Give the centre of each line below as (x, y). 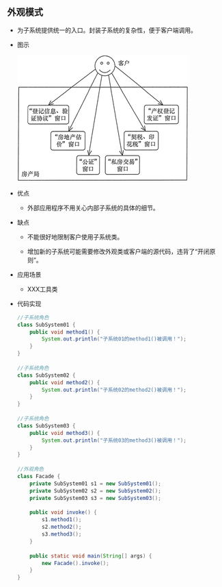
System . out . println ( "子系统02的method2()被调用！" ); (114, 390)
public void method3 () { (65, 433)
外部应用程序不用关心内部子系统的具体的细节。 (93, 208)
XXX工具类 (42, 289)
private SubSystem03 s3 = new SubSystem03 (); (96, 498)
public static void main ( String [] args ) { (91, 556)
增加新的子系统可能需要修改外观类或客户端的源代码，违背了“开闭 (118, 251)
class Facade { (39, 477)
